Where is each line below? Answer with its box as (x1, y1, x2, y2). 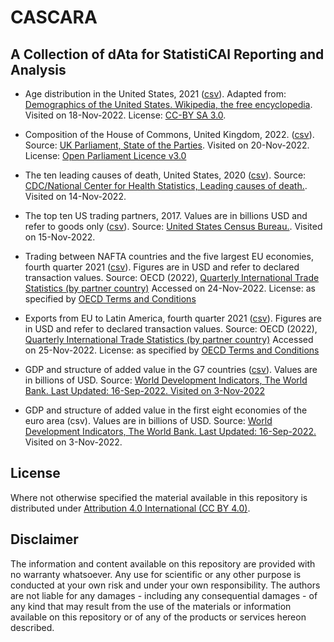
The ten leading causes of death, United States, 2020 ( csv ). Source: (24, 169, 307, 181)
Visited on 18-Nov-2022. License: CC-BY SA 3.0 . (24, 109, 227, 121)
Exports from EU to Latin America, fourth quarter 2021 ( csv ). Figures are (24, 312, 322, 324)
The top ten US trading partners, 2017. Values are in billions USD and (24, 210, 308, 221)
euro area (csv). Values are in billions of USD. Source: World (24, 415, 273, 426)
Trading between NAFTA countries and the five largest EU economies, (24, 251, 314, 262)
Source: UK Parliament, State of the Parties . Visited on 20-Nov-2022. (24, 139, 310, 151)
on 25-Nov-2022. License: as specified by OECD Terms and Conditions (24, 344, 320, 356)
